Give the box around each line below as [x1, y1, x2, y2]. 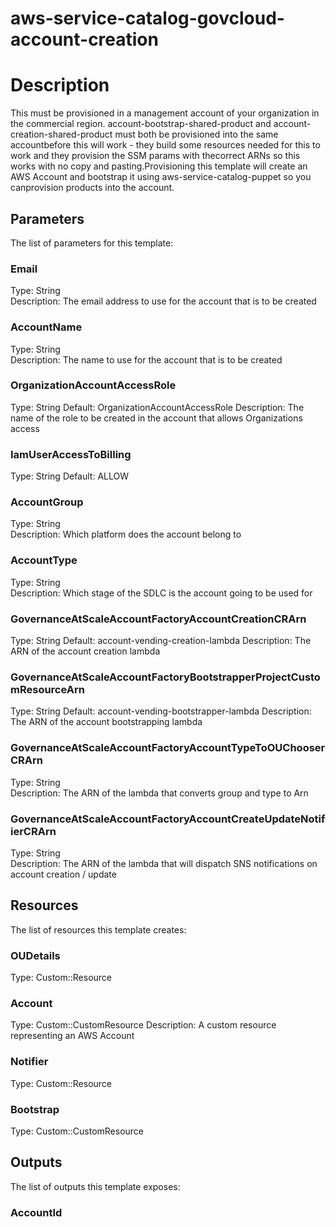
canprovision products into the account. [10, 182, 175, 194]
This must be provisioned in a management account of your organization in [10, 107, 320, 119]
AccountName [10, 320, 83, 334]
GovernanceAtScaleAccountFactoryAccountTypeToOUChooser [10, 741, 326, 755]
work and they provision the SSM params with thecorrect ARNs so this [10, 150, 301, 162]
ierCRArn [10, 824, 57, 838]
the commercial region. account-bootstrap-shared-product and [10, 118, 272, 130]
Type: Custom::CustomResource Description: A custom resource [10, 1019, 277, 1031]
